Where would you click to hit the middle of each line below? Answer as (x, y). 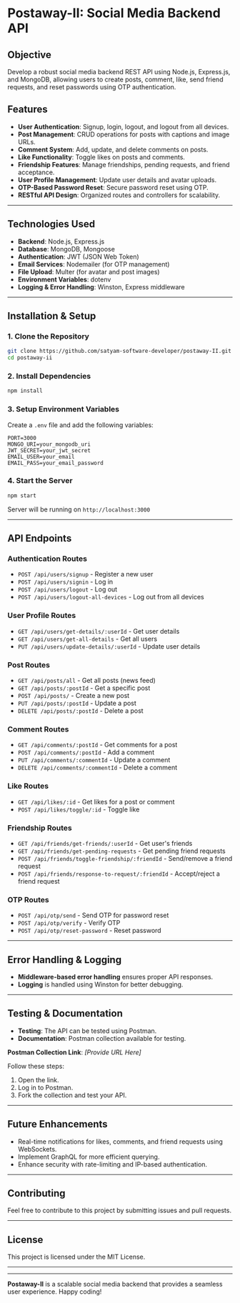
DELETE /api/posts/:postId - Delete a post (81, 710)
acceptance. (36, 172)
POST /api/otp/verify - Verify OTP (69, 923)
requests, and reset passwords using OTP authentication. (92, 87)
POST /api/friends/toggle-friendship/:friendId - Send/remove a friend (125, 858)
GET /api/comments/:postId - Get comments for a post (97, 745)
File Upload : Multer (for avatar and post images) (89, 271)
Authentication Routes (47, 559)
